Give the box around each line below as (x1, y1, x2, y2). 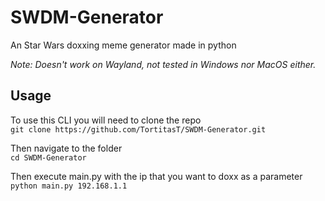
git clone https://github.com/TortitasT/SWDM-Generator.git (10, 124, 267, 135)
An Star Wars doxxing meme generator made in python (10, 39, 237, 51)
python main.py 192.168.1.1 (10, 181, 128, 191)
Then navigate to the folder (10, 142, 123, 154)
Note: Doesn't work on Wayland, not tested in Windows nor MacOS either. (10, 58, 317, 70)
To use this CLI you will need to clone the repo (10, 114, 202, 126)
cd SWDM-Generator (10, 152, 87, 163)
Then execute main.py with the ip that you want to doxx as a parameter (10, 170, 303, 182)
